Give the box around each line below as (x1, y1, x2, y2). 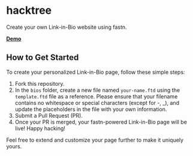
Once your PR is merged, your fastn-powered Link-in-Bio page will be (14, 118, 188, 125)
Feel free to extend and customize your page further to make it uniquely (6, 136, 184, 143)
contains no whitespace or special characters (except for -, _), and (14, 99, 180, 106)
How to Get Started (6, 52, 79, 63)
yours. (6, 142, 22, 150)
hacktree (6, 4, 52, 17)
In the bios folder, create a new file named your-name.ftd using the (14, 86, 180, 94)
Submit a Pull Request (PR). (14, 112, 83, 119)
